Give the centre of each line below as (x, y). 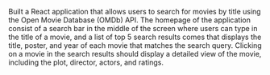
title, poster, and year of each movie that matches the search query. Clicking (135, 45)
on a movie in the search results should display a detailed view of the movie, (135, 54)
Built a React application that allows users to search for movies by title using (135, 12)
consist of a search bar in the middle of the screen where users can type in (133, 28)
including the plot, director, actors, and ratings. (86, 62)
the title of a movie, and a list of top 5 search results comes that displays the (135, 37)
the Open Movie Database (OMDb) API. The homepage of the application (130, 20)
